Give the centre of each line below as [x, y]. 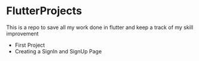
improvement [22, 33]
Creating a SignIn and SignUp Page [58, 51]
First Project [30, 45]
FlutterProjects [44, 11]
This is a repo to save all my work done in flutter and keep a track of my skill [100, 27]
